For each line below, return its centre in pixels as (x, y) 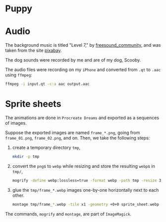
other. (18, 195)
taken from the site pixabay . (33, 51)
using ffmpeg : (19, 75)
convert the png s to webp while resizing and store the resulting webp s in (83, 166)
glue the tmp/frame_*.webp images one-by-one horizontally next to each (85, 190)
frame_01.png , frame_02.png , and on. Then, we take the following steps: (78, 138)
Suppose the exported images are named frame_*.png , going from (73, 133)
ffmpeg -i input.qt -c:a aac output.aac (48, 84)
